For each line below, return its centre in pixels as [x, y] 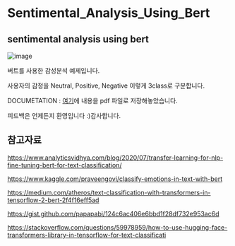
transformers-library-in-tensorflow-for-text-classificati [87, 235]
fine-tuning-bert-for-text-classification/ [65, 165]
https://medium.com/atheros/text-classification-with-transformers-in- [109, 192]
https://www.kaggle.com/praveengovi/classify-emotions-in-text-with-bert [115, 179]
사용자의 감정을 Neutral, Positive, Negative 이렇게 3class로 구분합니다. [106, 86]
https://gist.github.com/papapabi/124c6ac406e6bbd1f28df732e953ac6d [113, 213]
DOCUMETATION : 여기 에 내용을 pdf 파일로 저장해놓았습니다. [92, 101]
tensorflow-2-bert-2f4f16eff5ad [53, 200]
